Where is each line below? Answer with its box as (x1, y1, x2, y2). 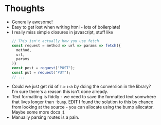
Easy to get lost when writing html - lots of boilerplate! (11, 24, 120, 30)
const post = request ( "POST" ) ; (11, 66, 75, 71)
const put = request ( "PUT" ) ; (11, 70, 71, 75)
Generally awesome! (11, 19, 53, 25)
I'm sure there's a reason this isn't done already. (11, 88, 108, 94)
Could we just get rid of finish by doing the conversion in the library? (11, 83, 151, 89)
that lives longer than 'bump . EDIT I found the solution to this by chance (11, 99, 154, 105)
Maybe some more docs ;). (11, 109, 66, 115)
